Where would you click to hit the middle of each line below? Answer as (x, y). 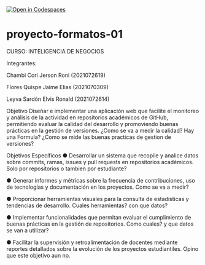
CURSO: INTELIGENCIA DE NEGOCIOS (55, 51)
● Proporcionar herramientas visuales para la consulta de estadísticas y (98, 199)
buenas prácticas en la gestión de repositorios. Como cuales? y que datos (100, 224)
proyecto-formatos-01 (64, 34)
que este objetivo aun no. (38, 255)
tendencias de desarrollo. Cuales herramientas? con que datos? (87, 205)
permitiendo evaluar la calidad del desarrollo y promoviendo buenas (92, 124)
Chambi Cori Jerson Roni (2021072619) (56, 75)
